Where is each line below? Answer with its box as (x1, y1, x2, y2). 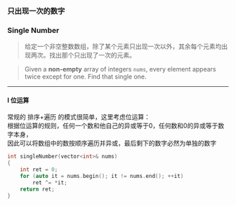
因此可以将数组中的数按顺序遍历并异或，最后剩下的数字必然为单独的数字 (7, 139, 216, 148)
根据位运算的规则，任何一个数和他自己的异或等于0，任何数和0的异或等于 (7, 121, 218, 130)
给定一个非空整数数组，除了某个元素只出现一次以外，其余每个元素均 (24, 42, 222, 50)
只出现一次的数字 (7, 6, 65, 15)
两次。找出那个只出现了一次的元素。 (30, 51, 136, 60)
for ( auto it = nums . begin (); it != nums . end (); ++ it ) (20, 173, 184, 180)
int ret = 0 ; (20, 166, 58, 173)
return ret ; (20, 186, 55, 193)
